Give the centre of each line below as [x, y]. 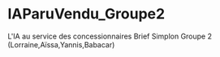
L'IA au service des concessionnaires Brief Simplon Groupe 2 [110, 36]
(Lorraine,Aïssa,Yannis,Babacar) [61, 44]
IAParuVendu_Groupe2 [86, 14]
